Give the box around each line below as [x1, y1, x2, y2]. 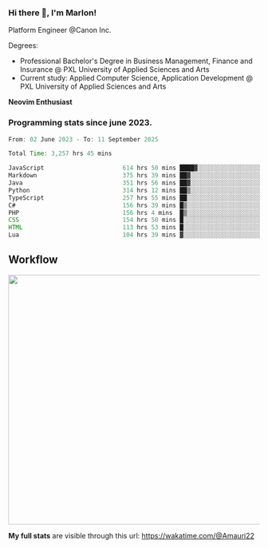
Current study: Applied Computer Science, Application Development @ [19, 73, 254, 83]
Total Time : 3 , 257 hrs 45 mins [8, 149, 112, 158]
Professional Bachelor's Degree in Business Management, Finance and [19, 56, 253, 66]
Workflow [8, 253, 58, 267]
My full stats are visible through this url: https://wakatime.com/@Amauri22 [8, 530, 255, 540]
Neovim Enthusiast [8, 97, 73, 107]
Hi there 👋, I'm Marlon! [8, 7, 97, 18]
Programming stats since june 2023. [8, 117, 153, 129]
